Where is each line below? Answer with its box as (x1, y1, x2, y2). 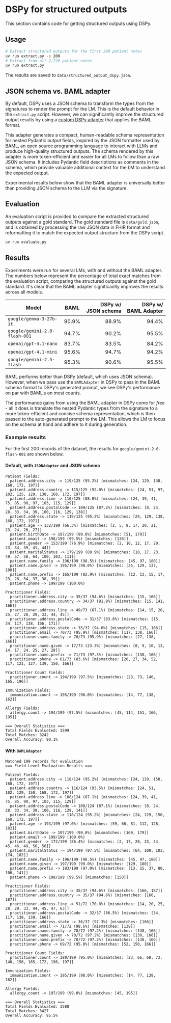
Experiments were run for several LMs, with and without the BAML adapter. (5, 267, 163, 273)
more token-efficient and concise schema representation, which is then (5, 410, 155, 416)
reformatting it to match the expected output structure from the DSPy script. (5, 229, 165, 235)
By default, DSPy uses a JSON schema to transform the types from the (5, 100, 154, 106)
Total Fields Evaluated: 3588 (5, 1004, 70, 1009)
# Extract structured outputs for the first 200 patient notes (5, 48, 142, 54)
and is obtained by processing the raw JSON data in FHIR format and (5, 224, 150, 230)
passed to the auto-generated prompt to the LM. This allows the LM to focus (5, 416, 165, 422)
